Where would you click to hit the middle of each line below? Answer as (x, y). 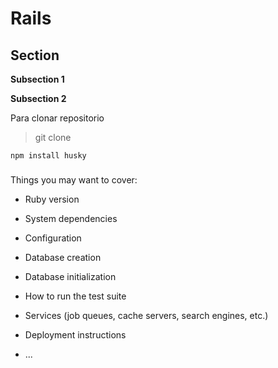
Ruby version (52, 199)
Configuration (53, 238)
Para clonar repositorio (57, 118)
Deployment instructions (75, 334)
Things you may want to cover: (74, 179)
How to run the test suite (75, 296)
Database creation (63, 257)
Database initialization (70, 276)
